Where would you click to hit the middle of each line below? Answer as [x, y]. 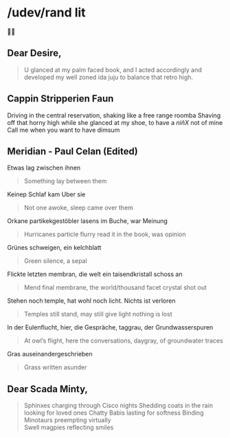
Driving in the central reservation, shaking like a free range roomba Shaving [114, 115]
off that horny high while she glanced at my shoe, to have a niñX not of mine [115, 122]
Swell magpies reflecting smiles [69, 428]
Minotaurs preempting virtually [67, 420]
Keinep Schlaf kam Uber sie [46, 194]
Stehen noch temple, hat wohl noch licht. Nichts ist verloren [92, 301]
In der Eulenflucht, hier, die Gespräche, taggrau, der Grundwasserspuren [110, 327]
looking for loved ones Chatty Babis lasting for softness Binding [114, 413]
